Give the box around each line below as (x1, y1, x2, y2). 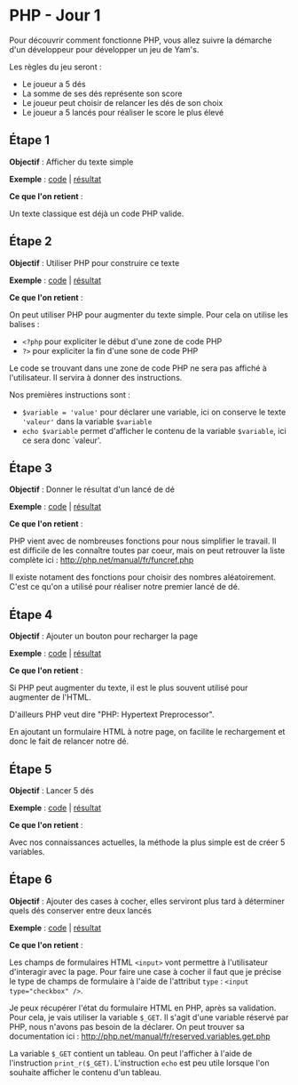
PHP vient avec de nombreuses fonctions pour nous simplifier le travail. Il (9, 535, 277, 547)
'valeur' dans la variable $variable (21, 415, 153, 427)
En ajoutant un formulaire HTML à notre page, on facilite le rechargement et (9, 727, 286, 737)
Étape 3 (9, 460, 53, 476)
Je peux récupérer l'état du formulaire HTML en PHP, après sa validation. (9, 1002, 277, 1013)
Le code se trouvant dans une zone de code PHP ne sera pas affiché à (9, 362, 268, 374)
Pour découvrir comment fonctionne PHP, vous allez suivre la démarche (9, 35, 272, 45)
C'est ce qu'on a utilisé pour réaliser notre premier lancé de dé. (9, 582, 240, 592)
